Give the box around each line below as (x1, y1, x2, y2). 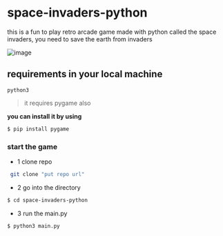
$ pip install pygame (7, 126, 70, 132)
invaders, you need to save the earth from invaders (7, 35, 153, 43)
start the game (7, 141, 57, 151)
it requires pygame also (23, 99, 91, 107)
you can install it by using (7, 112, 82, 120)
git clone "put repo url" (10, 170, 85, 177)
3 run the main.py (17, 209, 68, 217)
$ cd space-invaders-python (7, 197, 88, 204)
